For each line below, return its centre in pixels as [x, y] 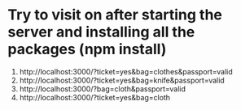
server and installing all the [101, 32]
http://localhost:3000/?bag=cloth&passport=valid [103, 89]
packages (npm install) [87, 49]
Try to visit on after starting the [115, 15]
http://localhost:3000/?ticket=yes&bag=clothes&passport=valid [126, 71]
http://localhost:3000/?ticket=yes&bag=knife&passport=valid [122, 80]
